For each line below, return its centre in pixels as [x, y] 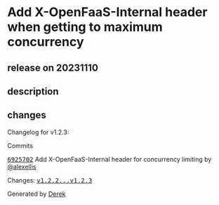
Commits [20, 146]
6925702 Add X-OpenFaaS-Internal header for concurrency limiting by [109, 159]
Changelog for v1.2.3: [38, 132]
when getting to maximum [85, 27]
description [33, 91]
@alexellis [22, 167]
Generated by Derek [36, 194]
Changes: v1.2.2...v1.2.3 [50, 180]
